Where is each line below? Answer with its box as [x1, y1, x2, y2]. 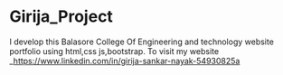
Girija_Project [9, 6, 113, 27]
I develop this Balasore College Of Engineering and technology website [9, 36, 274, 47]
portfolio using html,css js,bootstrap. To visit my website [9, 45, 220, 56]
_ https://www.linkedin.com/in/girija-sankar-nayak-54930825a [9, 55, 241, 66]
